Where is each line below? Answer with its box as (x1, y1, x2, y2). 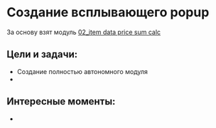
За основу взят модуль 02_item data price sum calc (6, 28, 161, 36)
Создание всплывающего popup (6, 4, 210, 21)
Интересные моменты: (6, 95, 116, 107)
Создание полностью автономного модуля (16, 67, 148, 75)
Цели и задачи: (6, 48, 78, 60)
